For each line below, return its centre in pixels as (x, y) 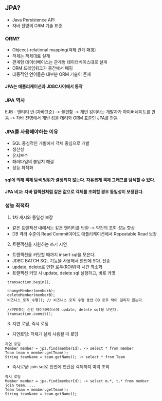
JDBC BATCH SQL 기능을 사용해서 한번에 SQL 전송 (61, 260)
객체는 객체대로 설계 (31, 56)
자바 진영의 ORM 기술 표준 (37, 25)
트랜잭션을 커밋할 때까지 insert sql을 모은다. (54, 254)
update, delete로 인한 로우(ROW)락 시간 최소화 (57, 267)
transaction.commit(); (30, 314)
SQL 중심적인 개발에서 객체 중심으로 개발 (51, 143)
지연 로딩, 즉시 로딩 (30, 323)
